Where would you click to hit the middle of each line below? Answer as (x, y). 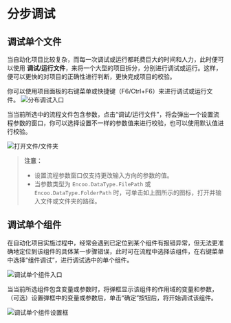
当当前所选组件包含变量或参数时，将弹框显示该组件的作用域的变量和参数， (112, 289)
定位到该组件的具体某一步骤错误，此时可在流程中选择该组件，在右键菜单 (121, 251)
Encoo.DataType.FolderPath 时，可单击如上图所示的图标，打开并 (125, 192)
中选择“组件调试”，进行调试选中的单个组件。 (70, 260)
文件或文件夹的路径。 (70, 201)
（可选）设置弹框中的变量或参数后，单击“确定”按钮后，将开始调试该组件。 (112, 298)
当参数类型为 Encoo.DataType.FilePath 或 (92, 184)
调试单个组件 (34, 225)
